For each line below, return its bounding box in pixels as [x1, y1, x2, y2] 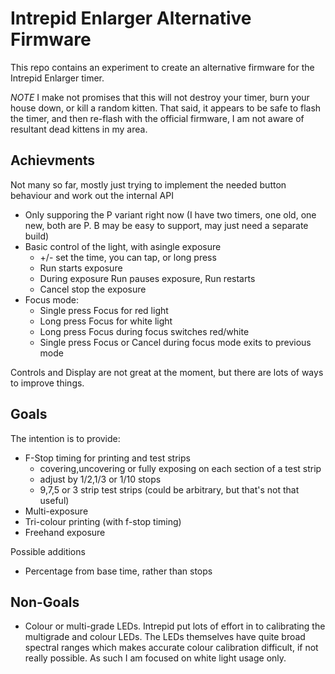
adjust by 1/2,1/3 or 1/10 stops [39, 473, 162, 485]
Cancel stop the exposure [39, 283, 147, 295]
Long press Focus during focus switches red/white [39, 325, 250, 337]
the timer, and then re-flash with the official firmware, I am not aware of [10, 112, 305, 124]
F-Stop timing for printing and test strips [24, 452, 191, 464]
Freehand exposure [24, 526, 106, 538]
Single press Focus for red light [39, 304, 169, 316]
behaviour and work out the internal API [10, 189, 174, 201]
